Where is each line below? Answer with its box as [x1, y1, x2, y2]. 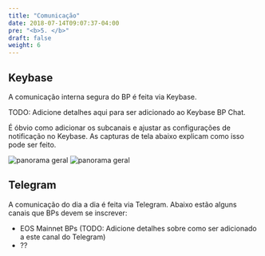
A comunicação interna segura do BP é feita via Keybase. [8, 92, 197, 101]
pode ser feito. [8, 140, 57, 149]
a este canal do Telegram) [19, 232, 106, 242]
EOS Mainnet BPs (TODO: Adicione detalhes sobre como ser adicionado [19, 223, 257, 233]
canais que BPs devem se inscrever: [8, 208, 128, 218]
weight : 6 [8, 41, 42, 49]
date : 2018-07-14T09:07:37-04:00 [8, 19, 120, 27]
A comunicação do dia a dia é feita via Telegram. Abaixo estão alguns [8, 199, 237, 209]
